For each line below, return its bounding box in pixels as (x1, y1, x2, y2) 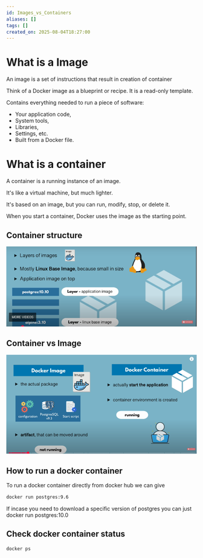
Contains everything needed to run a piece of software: (6, 99, 144, 106)
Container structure (6, 230, 83, 240)
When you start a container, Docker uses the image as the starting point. (6, 213, 187, 220)
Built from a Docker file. (14, 136, 74, 144)
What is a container (6, 158, 106, 172)
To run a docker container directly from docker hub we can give (6, 482, 165, 489)
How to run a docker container (6, 466, 123, 476)
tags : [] (6, 22, 28, 28)
